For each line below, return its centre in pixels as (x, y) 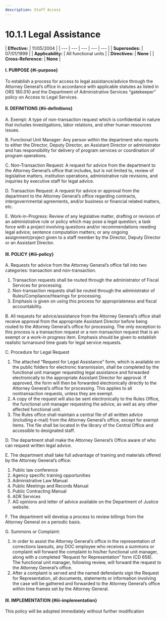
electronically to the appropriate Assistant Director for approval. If (79, 378)
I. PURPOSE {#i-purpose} (32, 70)
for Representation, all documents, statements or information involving (84, 578)
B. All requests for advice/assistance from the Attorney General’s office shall (83, 316)
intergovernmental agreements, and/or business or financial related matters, (83, 201)
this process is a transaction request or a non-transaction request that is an (82, 332)
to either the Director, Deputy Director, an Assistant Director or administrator (83, 145)
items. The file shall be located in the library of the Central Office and (83, 425)
